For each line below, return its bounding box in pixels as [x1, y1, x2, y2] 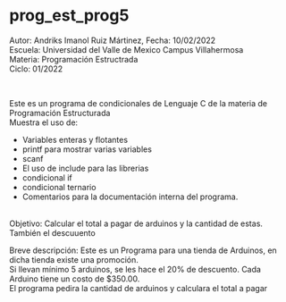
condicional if [21, 172, 73, 183]
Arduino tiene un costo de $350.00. [9, 273, 140, 284]
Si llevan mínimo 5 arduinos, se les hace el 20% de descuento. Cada [9, 264, 262, 274]
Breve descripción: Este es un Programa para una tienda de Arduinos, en [9, 245, 277, 256]
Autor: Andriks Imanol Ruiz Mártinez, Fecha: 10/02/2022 [9, 35, 216, 46]
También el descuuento [9, 227, 96, 238]
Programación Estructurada [9, 107, 111, 118]
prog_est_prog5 [9, 5, 130, 26]
